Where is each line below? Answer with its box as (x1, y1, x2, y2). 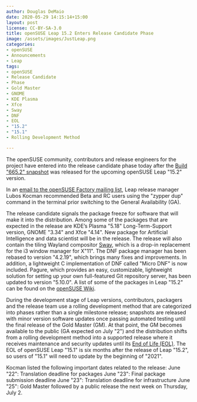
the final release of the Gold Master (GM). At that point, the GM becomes (6, 321, 182, 328)
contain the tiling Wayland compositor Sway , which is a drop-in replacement (6, 241, 191, 248)
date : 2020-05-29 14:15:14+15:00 (6, 14, 88, 20)
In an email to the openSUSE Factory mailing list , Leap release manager (6, 186, 179, 193)
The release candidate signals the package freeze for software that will (6, 210, 178, 217)
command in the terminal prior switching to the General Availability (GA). (6, 198, 181, 205)
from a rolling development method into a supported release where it (6, 334, 173, 341)
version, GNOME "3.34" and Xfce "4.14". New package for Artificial (6, 228, 168, 235)
